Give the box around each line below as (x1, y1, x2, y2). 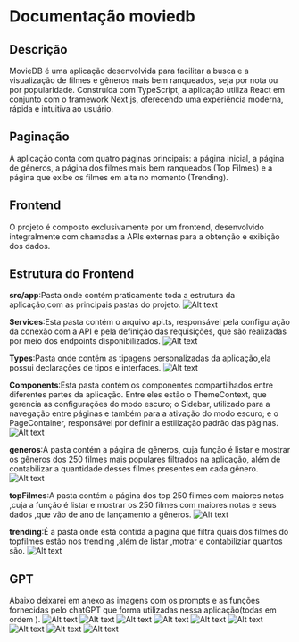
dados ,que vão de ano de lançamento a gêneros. (9, 509, 192, 520)
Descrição (9, 42, 68, 57)
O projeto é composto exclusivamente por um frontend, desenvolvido (9, 221, 265, 232)
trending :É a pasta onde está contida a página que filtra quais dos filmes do (9, 527, 289, 538)
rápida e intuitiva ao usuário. (9, 104, 114, 113)
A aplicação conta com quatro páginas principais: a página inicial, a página (9, 153, 285, 163)
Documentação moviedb (9, 6, 195, 27)
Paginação (9, 129, 70, 145)
